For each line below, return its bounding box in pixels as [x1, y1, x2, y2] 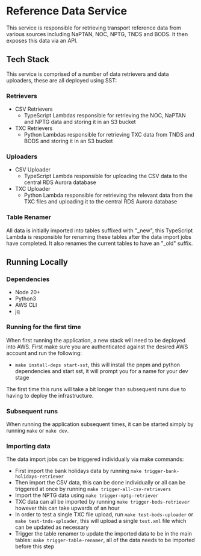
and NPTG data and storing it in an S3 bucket [23, 119, 137, 126]
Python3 [14, 295, 36, 302]
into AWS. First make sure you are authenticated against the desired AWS [6, 343, 188, 350]
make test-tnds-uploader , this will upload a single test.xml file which [14, 517, 187, 525]
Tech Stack [6, 54, 49, 64]
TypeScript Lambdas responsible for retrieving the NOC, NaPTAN [23, 112, 186, 119]
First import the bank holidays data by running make [14, 468, 142, 475]
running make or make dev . [6, 427, 69, 434]
